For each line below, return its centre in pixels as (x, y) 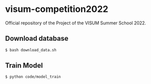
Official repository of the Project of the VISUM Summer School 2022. (76, 23)
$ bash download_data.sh (31, 50)
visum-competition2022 (57, 9)
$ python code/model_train (33, 77)
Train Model (24, 66)
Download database (37, 39)
